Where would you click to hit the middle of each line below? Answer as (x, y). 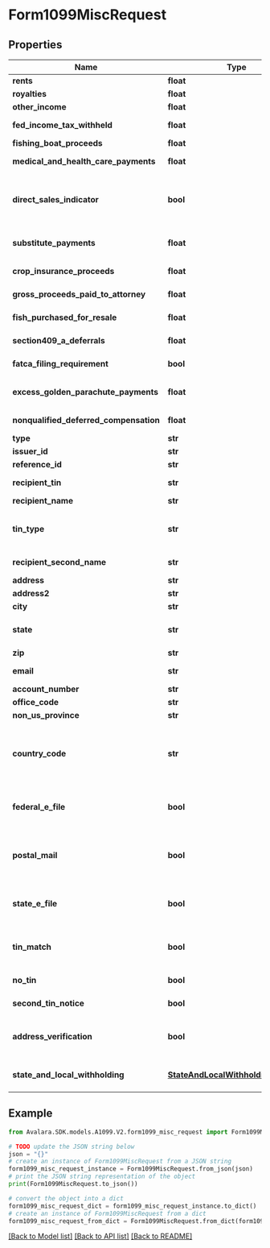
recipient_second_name (59, 562)
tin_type (29, 529)
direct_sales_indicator (55, 199)
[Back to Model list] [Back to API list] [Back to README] (100, 1236)
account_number (46, 689)
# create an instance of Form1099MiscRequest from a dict (107, 1213)
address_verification (52, 1037)
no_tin (25, 980)
